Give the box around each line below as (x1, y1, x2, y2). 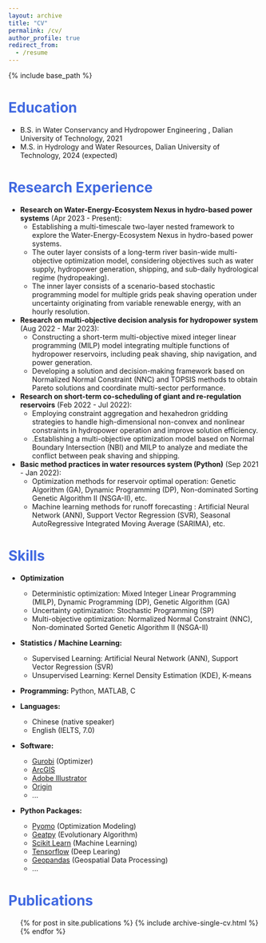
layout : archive (8, 11, 62, 20)
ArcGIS (31, 764, 56, 775)
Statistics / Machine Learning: (19, 638, 122, 648)
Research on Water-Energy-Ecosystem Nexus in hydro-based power (19, 204, 253, 214)
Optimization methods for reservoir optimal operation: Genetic (31, 476, 236, 485)
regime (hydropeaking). (31, 272, 109, 282)
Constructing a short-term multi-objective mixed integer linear (31, 332, 237, 342)
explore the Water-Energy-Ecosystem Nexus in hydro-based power (31, 230, 254, 240)
